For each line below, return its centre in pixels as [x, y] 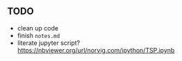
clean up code [38, 28]
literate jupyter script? [49, 43]
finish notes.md [39, 35]
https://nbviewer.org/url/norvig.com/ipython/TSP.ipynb [96, 50]
